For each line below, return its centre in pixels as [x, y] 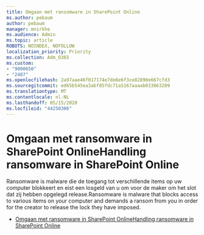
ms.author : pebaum [30, 18]
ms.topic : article [30, 40]
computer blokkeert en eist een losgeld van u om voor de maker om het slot [101, 188]
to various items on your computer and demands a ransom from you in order [102, 201]
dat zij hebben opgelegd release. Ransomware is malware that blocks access [102, 194]
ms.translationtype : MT [37, 92]
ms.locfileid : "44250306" [39, 108]
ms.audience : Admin [31, 35]
